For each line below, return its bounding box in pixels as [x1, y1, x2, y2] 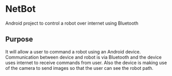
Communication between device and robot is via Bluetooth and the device [5, 54, 162, 60]
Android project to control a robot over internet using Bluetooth [5, 20, 139, 26]
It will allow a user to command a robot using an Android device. [5, 48, 141, 54]
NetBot [5, 3, 36, 15]
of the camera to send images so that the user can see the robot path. [5, 65, 154, 71]
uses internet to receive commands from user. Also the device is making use [5, 60, 167, 66]
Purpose [5, 35, 33, 44]
